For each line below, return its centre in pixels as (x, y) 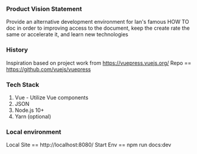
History (17, 50)
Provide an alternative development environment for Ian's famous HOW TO (98, 22)
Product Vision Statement (44, 9)
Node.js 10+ (29, 110)
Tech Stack (23, 84)
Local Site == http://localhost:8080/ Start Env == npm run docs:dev (89, 145)
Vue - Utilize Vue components (52, 98)
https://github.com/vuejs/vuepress (48, 69)
